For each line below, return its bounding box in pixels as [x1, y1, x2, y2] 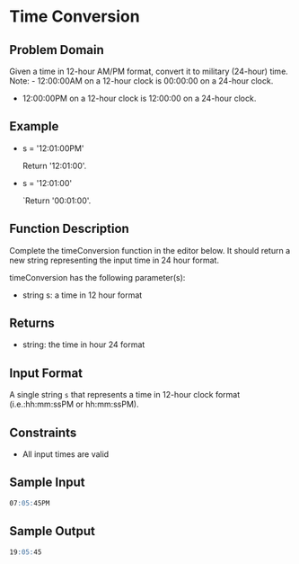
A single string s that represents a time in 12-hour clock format [9, 389, 241, 400]
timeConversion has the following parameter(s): [9, 272, 186, 282]
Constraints [9, 425, 77, 440]
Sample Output [9, 524, 96, 539]
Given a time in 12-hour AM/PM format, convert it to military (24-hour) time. [9, 66, 289, 76]
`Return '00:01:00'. [22, 195, 92, 206]
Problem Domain [9, 42, 105, 58]
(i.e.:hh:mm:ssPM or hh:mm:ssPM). [9, 398, 139, 410]
